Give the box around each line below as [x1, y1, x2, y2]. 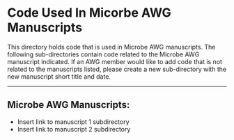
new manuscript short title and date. [7, 72, 111, 81]
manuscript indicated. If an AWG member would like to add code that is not [7, 57, 223, 65]
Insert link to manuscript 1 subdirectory [17, 117, 130, 126]
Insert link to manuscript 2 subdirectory [17, 125, 131, 133]
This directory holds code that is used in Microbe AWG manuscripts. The [7, 42, 216, 51]
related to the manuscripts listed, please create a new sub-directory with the [7, 65, 227, 73]
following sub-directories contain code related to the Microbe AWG [7, 50, 200, 59]
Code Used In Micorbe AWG [7, 5, 172, 21]
